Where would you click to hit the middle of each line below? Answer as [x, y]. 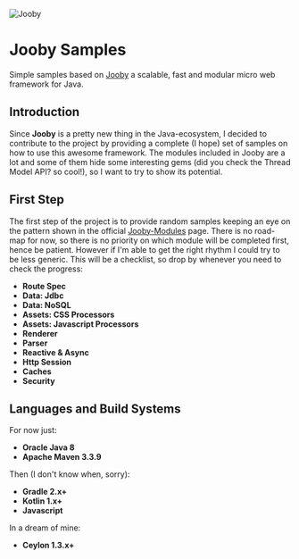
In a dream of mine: [45, 528]
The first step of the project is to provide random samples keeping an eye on [150, 221]
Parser [35, 343]
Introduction [45, 112]
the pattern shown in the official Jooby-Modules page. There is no [131, 230]
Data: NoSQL [46, 305]
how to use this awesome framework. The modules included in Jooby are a [147, 153]
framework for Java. [46, 84]
